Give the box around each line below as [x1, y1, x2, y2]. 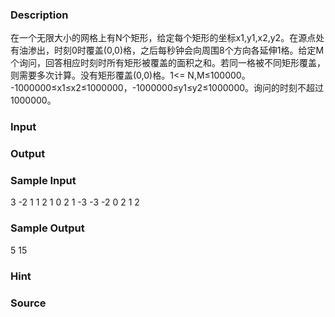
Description [10, 8, 69, 22]
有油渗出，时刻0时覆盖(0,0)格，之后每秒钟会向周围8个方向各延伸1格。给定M [10, 44, 325, 57]
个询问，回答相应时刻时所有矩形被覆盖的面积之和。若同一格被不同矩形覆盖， [10, 57, 326, 69]
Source [10, 296, 47, 310]
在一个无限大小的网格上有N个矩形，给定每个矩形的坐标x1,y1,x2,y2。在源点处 [10, 32, 325, 44]
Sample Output [10, 221, 85, 235]
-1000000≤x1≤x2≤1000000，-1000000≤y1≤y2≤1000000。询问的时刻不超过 [10, 82, 325, 94]
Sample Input [10, 174, 77, 188]
